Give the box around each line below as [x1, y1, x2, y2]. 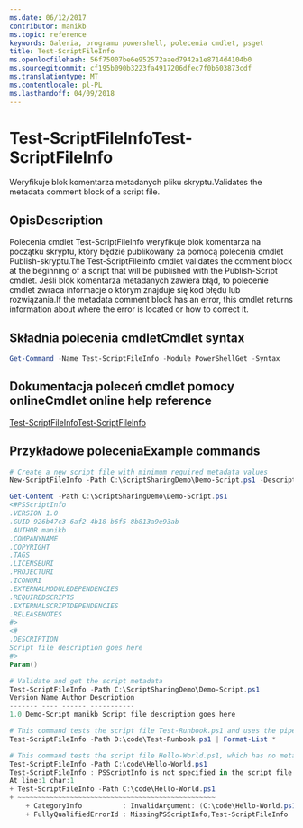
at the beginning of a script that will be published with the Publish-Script [9, 266, 278, 277]
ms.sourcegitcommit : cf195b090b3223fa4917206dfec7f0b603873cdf [9, 64, 252, 73]
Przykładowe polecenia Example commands [9, 444, 261, 459]
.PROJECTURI [9, 568, 54, 577]
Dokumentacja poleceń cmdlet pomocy [9, 379, 234, 394]
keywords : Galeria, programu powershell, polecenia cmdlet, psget [9, 38, 264, 48]
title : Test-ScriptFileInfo [9, 47, 115, 56]
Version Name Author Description [9, 693, 135, 702]
